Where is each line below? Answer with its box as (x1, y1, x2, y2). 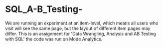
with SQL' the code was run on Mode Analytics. (5, 36, 103, 42)
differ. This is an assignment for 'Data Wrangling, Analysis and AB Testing (5, 30, 156, 36)
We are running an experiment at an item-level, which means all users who (5, 20, 159, 26)
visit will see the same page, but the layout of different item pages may (5, 25, 151, 31)
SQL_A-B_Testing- (5, 3, 83, 15)
